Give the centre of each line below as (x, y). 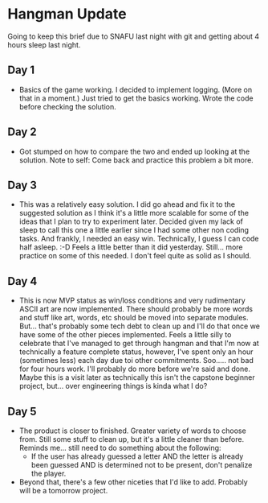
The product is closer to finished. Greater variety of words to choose (132, 431)
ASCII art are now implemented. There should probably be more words (136, 309)
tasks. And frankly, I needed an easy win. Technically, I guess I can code (139, 239)
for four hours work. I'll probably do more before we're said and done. (134, 369)
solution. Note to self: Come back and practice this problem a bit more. (136, 160)
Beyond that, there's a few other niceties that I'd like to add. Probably (133, 482)
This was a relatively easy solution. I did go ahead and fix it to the (127, 204)
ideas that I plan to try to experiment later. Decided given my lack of (131, 221)
